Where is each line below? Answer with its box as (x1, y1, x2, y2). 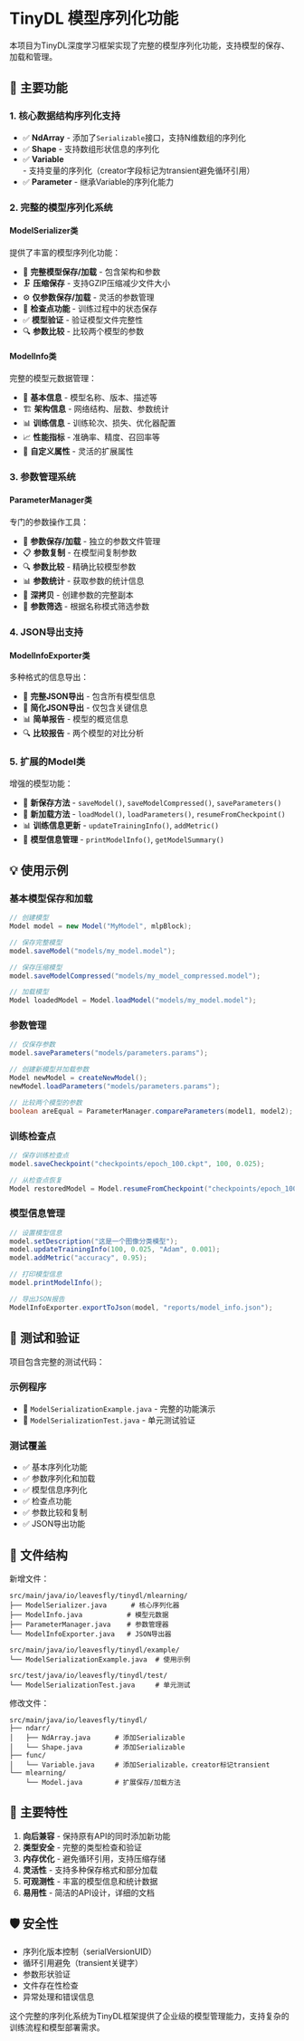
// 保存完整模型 (9, 938, 62, 947)
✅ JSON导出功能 (22, 1519, 86, 1529)
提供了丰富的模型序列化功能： (9, 246, 120, 258)
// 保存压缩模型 (9, 963, 62, 972)
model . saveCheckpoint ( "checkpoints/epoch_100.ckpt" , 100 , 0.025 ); (9, 1159, 265, 1168)
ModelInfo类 (9, 350, 57, 362)
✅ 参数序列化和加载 (22, 1473, 96, 1484)
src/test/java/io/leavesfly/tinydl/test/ (9, 1671, 168, 1680)
